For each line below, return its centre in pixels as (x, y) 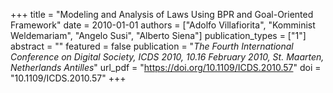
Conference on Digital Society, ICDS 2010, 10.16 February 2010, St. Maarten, (167, 57)
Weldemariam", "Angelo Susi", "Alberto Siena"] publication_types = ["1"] (158, 35)
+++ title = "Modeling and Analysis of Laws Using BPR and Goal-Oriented (162, 14)
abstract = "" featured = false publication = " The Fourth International (152, 46)
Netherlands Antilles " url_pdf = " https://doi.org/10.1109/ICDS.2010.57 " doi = (166, 67)
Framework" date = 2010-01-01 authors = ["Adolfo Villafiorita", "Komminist (163, 25)
